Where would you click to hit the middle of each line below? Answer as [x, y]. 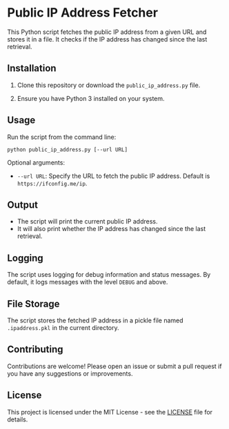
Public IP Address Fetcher [83, 13]
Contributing [35, 350]
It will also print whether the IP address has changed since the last [111, 229]
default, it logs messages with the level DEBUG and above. [88, 282]
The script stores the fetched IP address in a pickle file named [96, 320]
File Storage [33, 303]
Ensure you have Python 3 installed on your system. [91, 98]
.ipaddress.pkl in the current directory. [63, 328]
